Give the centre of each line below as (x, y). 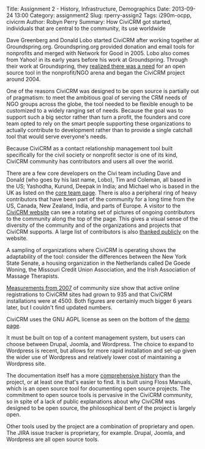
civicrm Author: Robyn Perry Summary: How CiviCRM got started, (89, 22)
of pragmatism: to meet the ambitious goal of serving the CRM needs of (97, 98)
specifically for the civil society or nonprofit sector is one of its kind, (92, 155)
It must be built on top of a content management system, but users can (96, 338)
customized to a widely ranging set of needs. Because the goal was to (95, 110)
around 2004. (24, 79)
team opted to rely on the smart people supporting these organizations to (99, 124)
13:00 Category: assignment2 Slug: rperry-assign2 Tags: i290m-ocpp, (103, 15)
